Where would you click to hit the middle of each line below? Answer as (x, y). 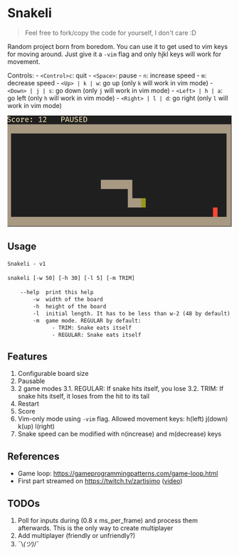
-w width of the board (68, 299)
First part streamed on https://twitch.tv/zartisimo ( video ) (100, 481)
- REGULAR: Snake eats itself (97, 335)
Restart (28, 404)
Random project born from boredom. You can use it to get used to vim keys (118, 46)
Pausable (31, 381)
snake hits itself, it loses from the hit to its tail (84, 397)
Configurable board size (53, 374)
